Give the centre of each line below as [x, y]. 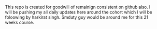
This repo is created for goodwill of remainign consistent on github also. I [78, 7]
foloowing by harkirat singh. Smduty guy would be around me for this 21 [77, 17]
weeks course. [20, 22]
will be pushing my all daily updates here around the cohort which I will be [78, 12]
